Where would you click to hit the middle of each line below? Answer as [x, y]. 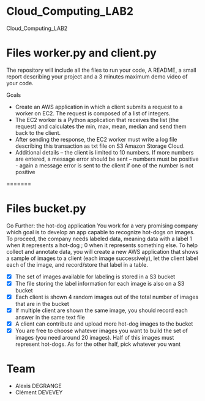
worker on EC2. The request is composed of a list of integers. [93, 113]
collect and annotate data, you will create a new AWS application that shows [102, 251]
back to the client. [38, 132]
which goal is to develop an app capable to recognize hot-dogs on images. [101, 232]
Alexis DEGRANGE [39, 386]
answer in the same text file [50, 318]
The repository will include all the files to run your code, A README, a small [102, 70]
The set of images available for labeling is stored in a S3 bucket [95, 277]
